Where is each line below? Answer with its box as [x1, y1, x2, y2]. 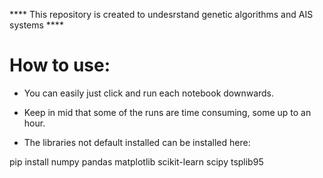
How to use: [9, 54, 111, 77]
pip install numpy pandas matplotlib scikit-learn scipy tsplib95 [9, 155, 264, 168]
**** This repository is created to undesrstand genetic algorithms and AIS [9, 9, 314, 20]
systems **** [9, 19, 64, 31]
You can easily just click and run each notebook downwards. [23, 87, 275, 99]
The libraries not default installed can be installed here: [23, 136, 251, 148]
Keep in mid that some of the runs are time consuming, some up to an [23, 106, 312, 118]
